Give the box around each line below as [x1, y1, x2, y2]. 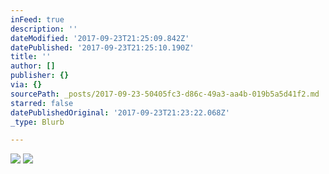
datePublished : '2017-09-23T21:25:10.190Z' [10, 42, 195, 53]
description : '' [10, 24, 78, 34]
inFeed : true [10, 14, 65, 25]
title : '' [10, 52, 52, 62]
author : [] [10, 61, 56, 71]
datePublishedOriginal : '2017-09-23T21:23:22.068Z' [10, 107, 230, 118]
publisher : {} [10, 71, 70, 81]
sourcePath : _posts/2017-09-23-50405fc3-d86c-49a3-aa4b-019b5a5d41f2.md [10, 89, 320, 99]
